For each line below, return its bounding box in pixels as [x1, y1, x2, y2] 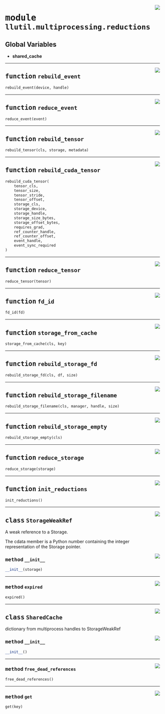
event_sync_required [14, 243, 56, 248]
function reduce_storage [5, 454, 84, 462]
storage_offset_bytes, [14, 220, 60, 225]
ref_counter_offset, [14, 234, 56, 239]
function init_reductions [5, 485, 87, 493]
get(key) [5, 704, 23, 709]
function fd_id [5, 297, 55, 305]
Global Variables [5, 40, 56, 49]
